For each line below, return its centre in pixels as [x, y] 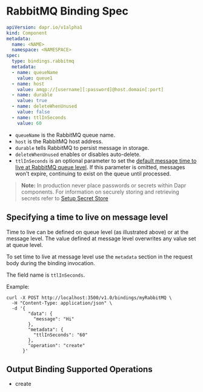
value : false [34, 112]
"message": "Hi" [54, 319]
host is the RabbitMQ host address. [59, 141]
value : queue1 [35, 78]
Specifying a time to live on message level [87, 218]
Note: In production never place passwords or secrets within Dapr [104, 185]
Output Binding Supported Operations [79, 369]
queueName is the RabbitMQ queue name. [65, 135]
